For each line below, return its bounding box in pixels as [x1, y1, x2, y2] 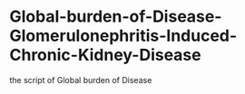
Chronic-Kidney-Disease [9, 45, 201, 65]
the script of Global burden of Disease [9, 74, 152, 85]
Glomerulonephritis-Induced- [9, 25, 238, 46]
